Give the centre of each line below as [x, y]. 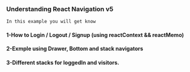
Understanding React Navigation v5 [60, 9]
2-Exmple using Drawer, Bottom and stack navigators [75, 49]
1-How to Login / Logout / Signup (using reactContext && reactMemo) [95, 34]
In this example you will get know [51, 22]
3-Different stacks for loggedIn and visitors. [63, 63]
